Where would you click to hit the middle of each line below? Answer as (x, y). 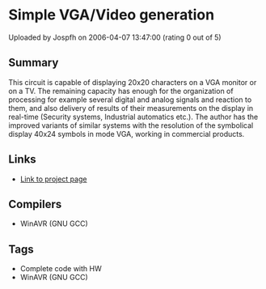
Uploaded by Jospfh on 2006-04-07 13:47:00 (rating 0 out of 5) (115, 37)
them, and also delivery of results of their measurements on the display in (131, 108)
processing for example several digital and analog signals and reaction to (130, 100)
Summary (34, 63)
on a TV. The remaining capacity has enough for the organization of (121, 91)
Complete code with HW (61, 269)
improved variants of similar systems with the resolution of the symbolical (131, 125)
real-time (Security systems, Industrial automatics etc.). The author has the (133, 117)
